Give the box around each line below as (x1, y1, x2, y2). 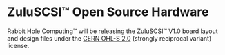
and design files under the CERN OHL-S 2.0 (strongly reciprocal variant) (7, 34, 212, 42)
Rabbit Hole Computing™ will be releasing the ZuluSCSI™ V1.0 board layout (7, 27, 219, 35)
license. (7, 41, 30, 49)
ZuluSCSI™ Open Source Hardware (7, 4, 209, 20)
